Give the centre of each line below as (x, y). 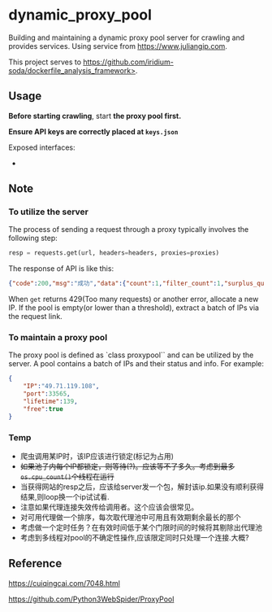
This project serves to (45, 62)
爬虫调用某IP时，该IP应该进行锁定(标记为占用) (97, 457)
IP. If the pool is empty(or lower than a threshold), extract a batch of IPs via (134, 308)
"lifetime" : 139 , (51, 402)
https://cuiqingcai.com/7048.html (64, 583)
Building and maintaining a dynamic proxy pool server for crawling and (127, 37)
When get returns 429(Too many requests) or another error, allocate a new (134, 299)
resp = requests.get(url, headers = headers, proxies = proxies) (114, 253)
